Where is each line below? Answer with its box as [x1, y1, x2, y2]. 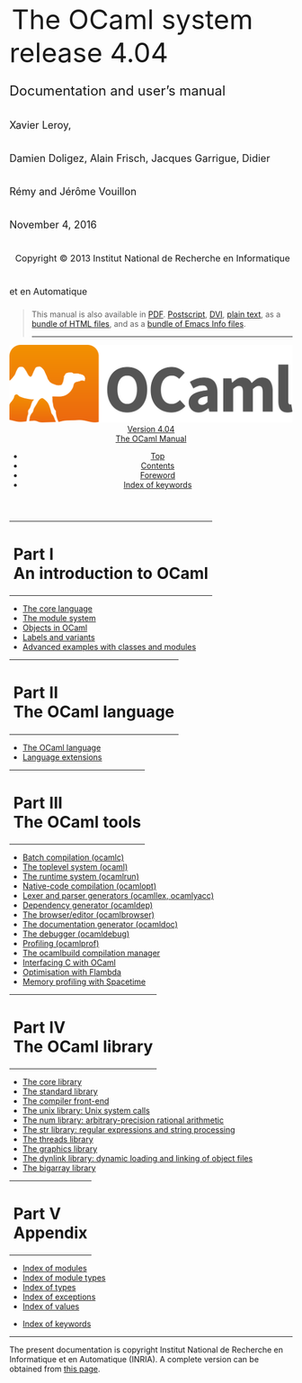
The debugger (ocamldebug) [22, 928, 130, 939]
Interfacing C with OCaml [22, 957, 117, 968]
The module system [22, 613, 96, 624]
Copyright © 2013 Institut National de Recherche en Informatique [14, 252, 290, 264]
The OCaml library [13, 1036, 154, 1056]
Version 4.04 [127, 424, 175, 435]
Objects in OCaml [22, 622, 88, 633]
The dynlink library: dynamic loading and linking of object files [22, 1153, 253, 1164]
